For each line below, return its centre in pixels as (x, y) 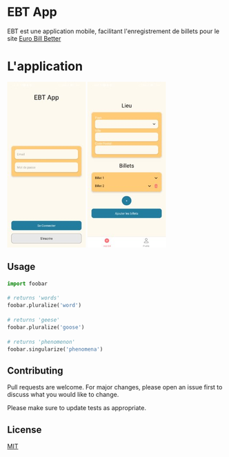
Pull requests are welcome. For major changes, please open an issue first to (115, 387)
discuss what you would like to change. (63, 395)
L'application (45, 67)
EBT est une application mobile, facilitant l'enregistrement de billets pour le (113, 31)
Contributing (35, 370)
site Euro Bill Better (34, 38)
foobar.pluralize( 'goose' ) (46, 327)
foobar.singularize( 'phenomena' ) (55, 349)
